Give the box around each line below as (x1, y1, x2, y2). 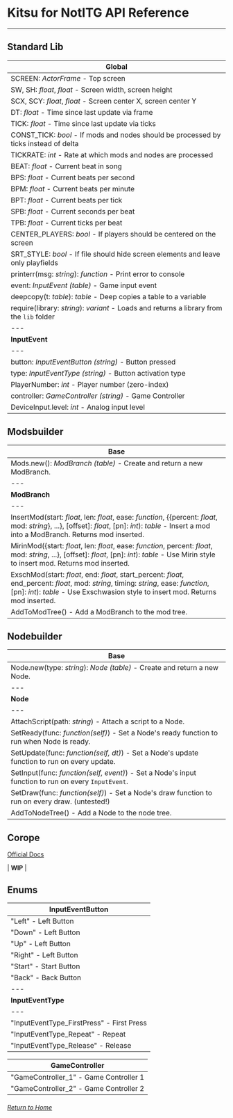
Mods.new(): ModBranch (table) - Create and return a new (10, 458, 203, 468)
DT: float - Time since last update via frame (10, 107, 153, 117)
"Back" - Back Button (10, 973, 82, 982)
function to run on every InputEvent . (10, 777, 128, 787)
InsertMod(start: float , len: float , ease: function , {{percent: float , (10, 512, 218, 522)
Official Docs (7, 850, 44, 859)
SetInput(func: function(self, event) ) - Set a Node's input (10, 768, 196, 778)
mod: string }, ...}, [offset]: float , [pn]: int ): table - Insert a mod (10, 520, 210, 530)
